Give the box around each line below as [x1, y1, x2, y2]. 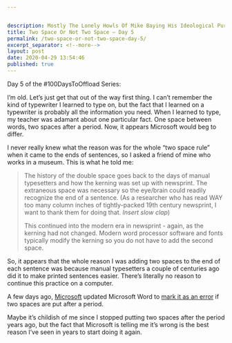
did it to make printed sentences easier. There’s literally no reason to [7, 271, 202, 280]
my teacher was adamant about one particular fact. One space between [7, 115, 212, 123]
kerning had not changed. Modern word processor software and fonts [23, 229, 223, 237]
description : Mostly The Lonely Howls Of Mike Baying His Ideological [7, 22, 215, 29]
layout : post [7, 48, 45, 55]
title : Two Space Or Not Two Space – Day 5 [7, 28, 135, 35]
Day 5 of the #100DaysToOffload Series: [7, 80, 122, 88]
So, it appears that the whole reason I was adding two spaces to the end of [7, 257, 221, 265]
